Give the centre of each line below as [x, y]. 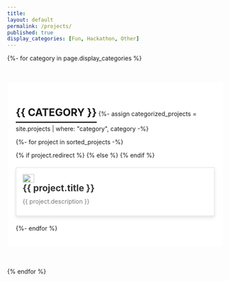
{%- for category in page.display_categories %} [74, 58]
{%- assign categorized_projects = [147, 113]
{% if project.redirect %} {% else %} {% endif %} [86, 155]
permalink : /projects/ [39, 26]
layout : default [30, 20]
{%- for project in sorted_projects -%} [70, 142]
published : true [30, 32]
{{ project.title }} [59, 188]
